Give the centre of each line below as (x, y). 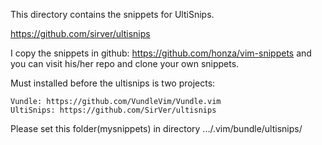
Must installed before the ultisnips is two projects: (113, 83)
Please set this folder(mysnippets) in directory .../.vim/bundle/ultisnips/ (156, 128)
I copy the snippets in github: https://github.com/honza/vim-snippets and (161, 53)
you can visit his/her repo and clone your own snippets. (125, 63)
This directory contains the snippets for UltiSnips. (112, 14)
